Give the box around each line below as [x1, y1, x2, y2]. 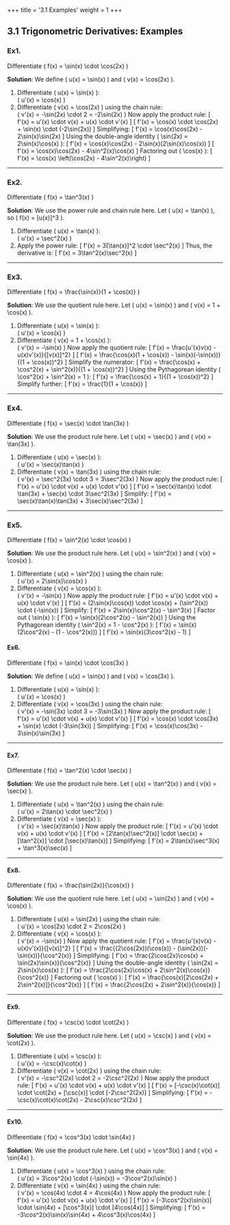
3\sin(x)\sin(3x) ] [16, 729, 65, 738]
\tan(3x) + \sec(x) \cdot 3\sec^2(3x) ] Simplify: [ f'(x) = [16, 489, 172, 498]
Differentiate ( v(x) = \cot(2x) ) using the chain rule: [16, 1066, 162, 1075]
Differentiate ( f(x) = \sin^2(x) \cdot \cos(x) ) [7, 535, 131, 544]
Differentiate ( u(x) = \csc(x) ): [16, 1052, 102, 1060]
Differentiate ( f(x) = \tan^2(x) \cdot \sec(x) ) [7, 766, 132, 775]
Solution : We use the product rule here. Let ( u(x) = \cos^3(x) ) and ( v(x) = [7, 1146, 218, 1154]
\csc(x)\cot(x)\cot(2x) [16, 1095, 79, 1104]
